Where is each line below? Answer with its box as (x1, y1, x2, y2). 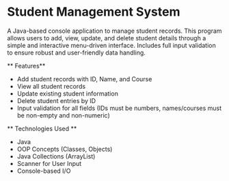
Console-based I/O (16, 167, 71, 175)
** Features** (7, 61, 46, 70)
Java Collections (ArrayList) (16, 152, 96, 161)
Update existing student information (16, 89, 118, 98)
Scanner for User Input (16, 159, 82, 167)
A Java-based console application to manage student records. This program (7, 27, 222, 35)
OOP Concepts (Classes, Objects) (16, 145, 113, 153)
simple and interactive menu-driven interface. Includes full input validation (7, 41, 217, 49)
